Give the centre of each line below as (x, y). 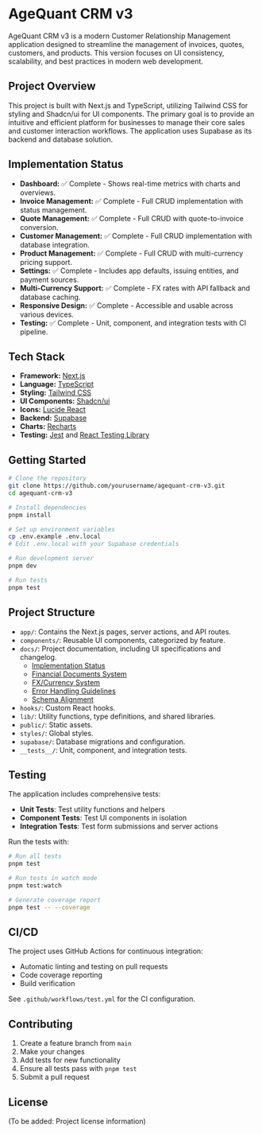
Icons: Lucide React (52, 410)
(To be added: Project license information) (77, 1121)
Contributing (40, 1024)
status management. (53, 210)
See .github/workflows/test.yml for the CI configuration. (102, 999)
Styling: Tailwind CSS (56, 393)
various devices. (46, 314)
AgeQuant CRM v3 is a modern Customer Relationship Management (119, 36)
